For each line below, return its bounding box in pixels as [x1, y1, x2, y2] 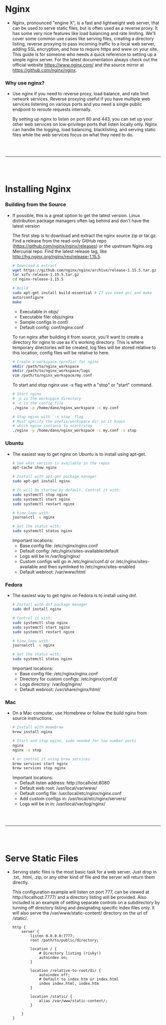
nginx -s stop [12, 747, 41, 752]
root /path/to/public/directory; [30, 938, 99, 943]
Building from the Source [5, 201, 67, 208]
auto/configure [12, 295, 44, 300]
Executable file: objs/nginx [19, 314, 74, 320]
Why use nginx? [5, 79, 45, 86]
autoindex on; [39, 955, 68, 960]
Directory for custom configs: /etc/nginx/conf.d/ [19, 676, 118, 682]
